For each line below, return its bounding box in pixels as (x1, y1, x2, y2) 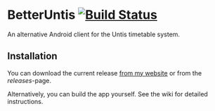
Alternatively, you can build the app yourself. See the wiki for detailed (7, 89, 209, 98)
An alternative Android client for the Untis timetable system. (7, 30, 181, 38)
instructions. (7, 97, 44, 105)
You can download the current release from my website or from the (7, 68, 202, 77)
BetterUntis (7, 7, 76, 23)
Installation (7, 50, 58, 62)
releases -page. (7, 76, 51, 84)
